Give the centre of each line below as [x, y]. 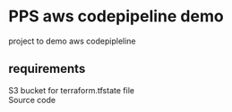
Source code [32, 100]
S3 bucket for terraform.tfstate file [72, 90]
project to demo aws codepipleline [72, 41]
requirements [47, 69]
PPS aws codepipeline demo [116, 16]
